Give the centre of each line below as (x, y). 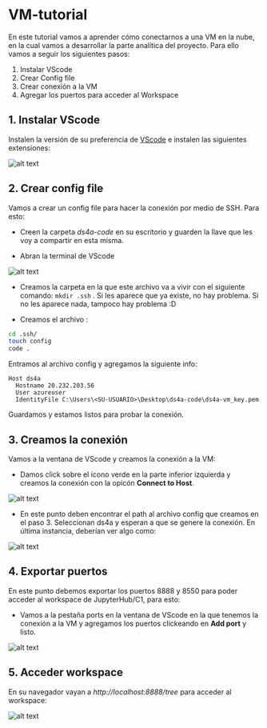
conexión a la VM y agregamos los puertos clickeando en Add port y (133, 623)
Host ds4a (25, 379)
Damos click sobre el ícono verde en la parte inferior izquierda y (125, 474)
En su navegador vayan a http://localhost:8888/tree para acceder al (120, 692)
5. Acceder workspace (66, 672)
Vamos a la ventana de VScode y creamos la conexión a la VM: (112, 459)
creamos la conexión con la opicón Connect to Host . (107, 483)
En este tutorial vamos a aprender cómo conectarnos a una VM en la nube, (132, 37)
